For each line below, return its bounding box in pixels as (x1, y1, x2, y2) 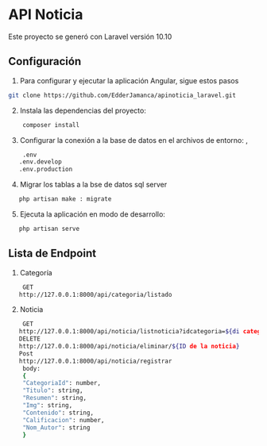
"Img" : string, (22, 402, 73, 409)
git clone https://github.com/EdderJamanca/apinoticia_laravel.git (8, 91, 237, 99)
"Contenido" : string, (22, 409, 94, 417)
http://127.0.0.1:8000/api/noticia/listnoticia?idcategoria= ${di (18, 328, 240, 336)
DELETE (18, 335, 41, 343)
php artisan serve (18, 225, 80, 233)
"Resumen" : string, (22, 394, 87, 402)
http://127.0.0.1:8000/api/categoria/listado (18, 290, 172, 298)
